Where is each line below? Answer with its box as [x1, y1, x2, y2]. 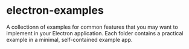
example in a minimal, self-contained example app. [6, 36, 133, 43]
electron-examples [6, 4, 104, 17]
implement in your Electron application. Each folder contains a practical [6, 29, 184, 36]
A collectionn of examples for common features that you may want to [6, 23, 178, 30]
